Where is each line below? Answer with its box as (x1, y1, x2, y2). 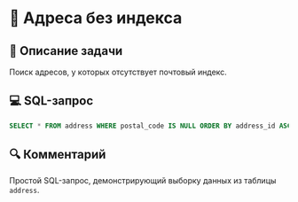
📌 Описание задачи (9, 43, 123, 58)
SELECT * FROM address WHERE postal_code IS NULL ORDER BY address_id (9, 121, 276, 130)
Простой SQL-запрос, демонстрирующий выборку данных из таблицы (9, 175, 277, 185)
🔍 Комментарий (9, 147, 106, 162)
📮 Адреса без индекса (9, 8, 183, 28)
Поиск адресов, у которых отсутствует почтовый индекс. (9, 66, 228, 77)
